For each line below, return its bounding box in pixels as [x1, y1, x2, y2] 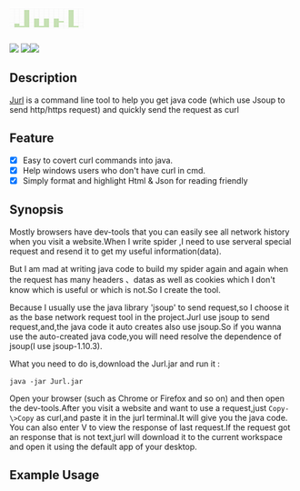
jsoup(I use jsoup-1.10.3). [9, 340, 103, 351]
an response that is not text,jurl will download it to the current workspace [9, 431, 284, 442]
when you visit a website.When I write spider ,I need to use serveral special [9, 235, 292, 246]
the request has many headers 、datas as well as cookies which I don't [9, 274, 275, 285]
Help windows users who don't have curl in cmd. [22, 165, 206, 175]
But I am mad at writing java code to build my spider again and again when [9, 263, 289, 274]
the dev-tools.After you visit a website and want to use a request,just [9, 402, 267, 413]
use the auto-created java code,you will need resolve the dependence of [9, 331, 282, 342]
